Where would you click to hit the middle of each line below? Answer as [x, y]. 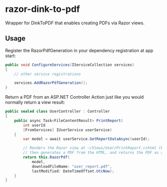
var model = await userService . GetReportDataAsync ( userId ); [86, 139]
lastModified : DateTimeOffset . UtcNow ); [73, 171]
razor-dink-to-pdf [43, 9]
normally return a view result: [35, 102]
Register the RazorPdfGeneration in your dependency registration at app [79, 50]
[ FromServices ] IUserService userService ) [68, 130]
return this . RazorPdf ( [46, 157]
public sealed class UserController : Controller [58, 112]
